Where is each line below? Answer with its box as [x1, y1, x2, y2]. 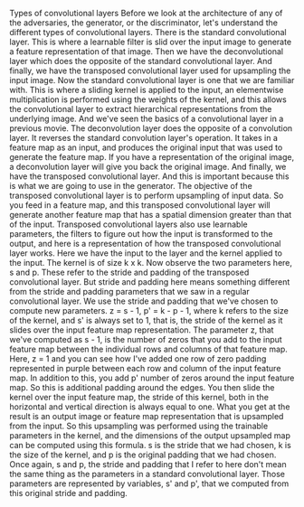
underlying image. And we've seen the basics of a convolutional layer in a [9, 113, 284, 124]
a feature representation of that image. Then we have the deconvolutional [9, 46, 283, 57]
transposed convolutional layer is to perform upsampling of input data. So [9, 190, 284, 201]
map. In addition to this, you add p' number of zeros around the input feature [9, 372, 295, 383]
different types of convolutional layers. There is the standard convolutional [9, 27, 287, 37]
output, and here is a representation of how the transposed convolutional [9, 239, 281, 249]
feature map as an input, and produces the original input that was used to [9, 142, 283, 153]
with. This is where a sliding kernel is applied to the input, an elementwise [9, 85, 284, 95]
